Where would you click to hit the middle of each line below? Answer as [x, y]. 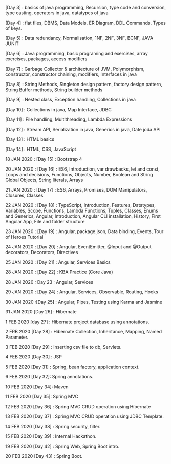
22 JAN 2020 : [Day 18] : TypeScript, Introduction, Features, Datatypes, [81, 205]
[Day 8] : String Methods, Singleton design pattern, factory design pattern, [84, 84]
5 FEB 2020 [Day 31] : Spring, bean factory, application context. [72, 367]
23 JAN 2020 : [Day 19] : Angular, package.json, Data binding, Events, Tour [84, 231]
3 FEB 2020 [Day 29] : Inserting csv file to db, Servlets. [63, 347]
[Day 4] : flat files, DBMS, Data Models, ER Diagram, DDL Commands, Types [86, 23]
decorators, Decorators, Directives [42, 252]
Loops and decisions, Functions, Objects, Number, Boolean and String [79, 174]
